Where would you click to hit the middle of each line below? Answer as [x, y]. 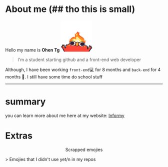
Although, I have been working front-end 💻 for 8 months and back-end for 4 [83, 69]
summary [25, 102]
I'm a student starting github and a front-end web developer [79, 59]
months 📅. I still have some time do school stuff [54, 76]
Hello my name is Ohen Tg [32, 50]
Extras [19, 136]
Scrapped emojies [84, 149]
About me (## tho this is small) [70, 9]
